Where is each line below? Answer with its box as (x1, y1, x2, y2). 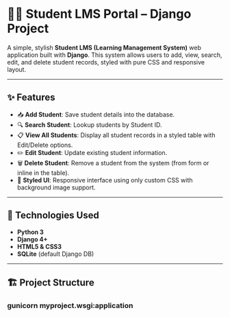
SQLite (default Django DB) (16, 250, 94, 258)
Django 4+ (16, 235, 48, 243)
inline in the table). (16, 168, 70, 177)
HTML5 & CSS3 (16, 242, 62, 250)
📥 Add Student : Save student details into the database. (16, 110, 175, 119)
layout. (7, 65, 26, 73)
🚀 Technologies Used (7, 209, 99, 222)
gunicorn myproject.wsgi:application (7, 301, 133, 310)
